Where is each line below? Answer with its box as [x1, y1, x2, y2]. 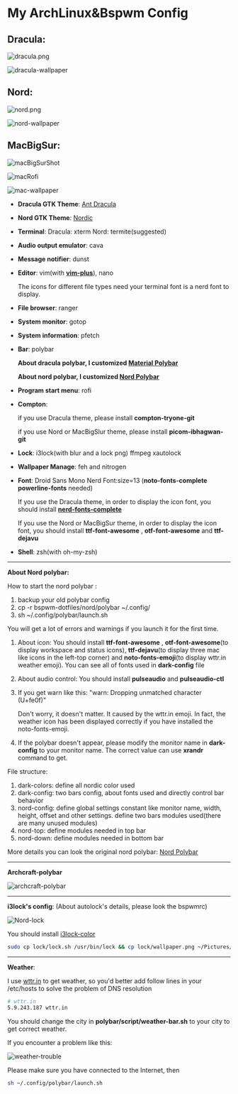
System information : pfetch [17, 331, 101, 339]
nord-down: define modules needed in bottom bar [17, 833, 164, 842]
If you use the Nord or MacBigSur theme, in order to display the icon [17, 518, 217, 527]
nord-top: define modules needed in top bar [17, 826, 147, 835]
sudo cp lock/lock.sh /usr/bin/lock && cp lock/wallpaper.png [7, 943, 195, 951]
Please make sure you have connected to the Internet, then [7, 1066, 180, 1075]
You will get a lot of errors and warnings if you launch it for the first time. [7, 624, 219, 633]
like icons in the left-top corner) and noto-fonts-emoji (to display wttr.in [17, 653, 227, 662]
